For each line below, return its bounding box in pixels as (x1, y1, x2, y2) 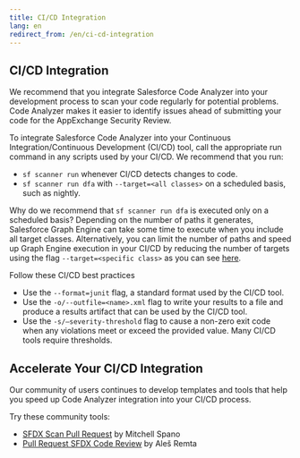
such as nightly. (21, 188, 81, 199)
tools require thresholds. (21, 335, 113, 345)
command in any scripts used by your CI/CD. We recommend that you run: (9, 151, 284, 162)
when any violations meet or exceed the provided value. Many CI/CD (21, 326, 276, 336)
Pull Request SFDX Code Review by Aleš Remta (21, 438, 197, 448)
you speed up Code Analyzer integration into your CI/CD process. (9, 394, 252, 404)
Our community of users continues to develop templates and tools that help (9, 385, 288, 394)
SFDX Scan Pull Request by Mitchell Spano (21, 428, 181, 439)
